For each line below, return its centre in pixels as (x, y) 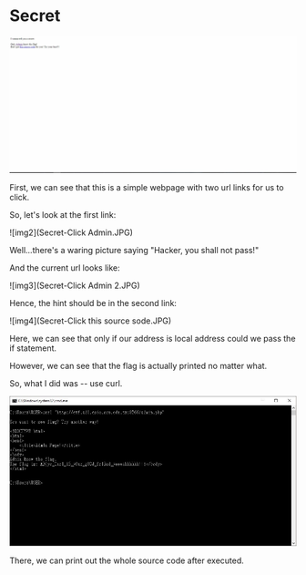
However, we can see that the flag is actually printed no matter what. (138, 365)
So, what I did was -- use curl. (66, 383)
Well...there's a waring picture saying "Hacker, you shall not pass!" (134, 250)
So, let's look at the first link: (63, 214)
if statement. (33, 348)
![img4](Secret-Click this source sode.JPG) (91, 321)
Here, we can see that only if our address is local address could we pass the (153, 338)
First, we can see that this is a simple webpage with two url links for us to (147, 187)
